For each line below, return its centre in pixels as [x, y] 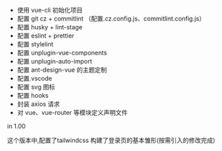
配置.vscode [35, 78]
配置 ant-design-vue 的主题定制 [62, 70]
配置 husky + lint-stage [49, 27]
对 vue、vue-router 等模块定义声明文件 [73, 112]
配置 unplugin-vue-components [62, 53]
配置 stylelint [35, 44]
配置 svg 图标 [36, 87]
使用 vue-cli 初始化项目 [50, 10]
